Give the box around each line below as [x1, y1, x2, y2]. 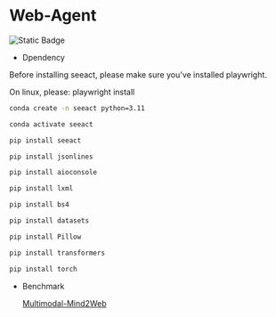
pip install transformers [9, 248, 105, 257]
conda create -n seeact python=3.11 [9, 103, 145, 112]
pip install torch [9, 264, 77, 273]
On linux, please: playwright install [9, 86, 135, 97]
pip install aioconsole [9, 168, 98, 177]
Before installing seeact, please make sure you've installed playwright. [9, 69, 267, 80]
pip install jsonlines [9, 152, 93, 161]
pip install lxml [9, 184, 74, 193]
